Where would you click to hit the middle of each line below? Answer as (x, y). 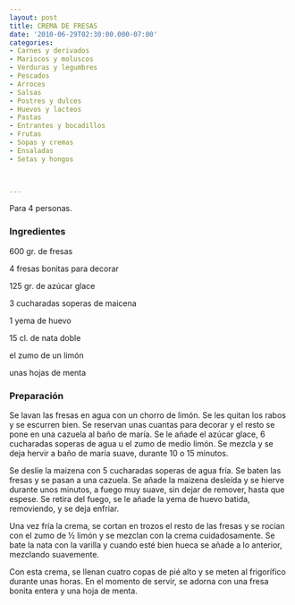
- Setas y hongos (42, 159)
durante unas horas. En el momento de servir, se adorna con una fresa (139, 581)
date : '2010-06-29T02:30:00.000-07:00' (84, 34)
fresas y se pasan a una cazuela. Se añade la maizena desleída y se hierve (147, 480)
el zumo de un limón (46, 355)
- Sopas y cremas (42, 142)
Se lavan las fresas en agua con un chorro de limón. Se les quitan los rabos (147, 415)
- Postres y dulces (46, 101)
